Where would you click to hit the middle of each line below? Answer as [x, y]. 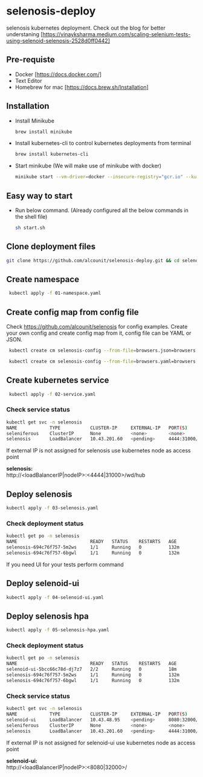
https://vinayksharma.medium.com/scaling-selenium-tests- [117, 34]
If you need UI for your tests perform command [65, 564]
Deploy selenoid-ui [43, 583]
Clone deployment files [51, 247]
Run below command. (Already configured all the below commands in [101, 210]
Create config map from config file [72, 312]
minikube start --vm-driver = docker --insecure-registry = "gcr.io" [99, 177]
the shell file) [31, 217]
